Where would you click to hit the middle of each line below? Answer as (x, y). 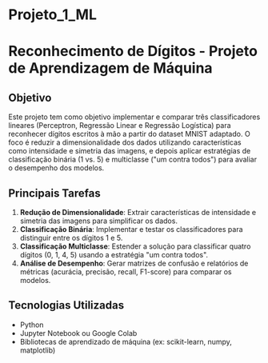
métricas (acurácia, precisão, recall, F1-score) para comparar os (126, 272)
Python (32, 325)
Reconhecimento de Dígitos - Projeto (133, 52)
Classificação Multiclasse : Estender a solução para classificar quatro (135, 246)
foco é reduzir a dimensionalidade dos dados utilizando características (125, 142)
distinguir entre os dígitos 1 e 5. (71, 238)
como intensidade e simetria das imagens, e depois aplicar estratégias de (130, 151)
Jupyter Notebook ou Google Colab (78, 333)
